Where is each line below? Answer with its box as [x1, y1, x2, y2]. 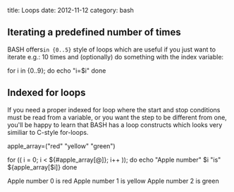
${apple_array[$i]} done [7, 162, 78, 172]
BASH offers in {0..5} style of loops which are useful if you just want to [7, 45, 216, 54]
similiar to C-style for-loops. [7, 128, 89, 136]
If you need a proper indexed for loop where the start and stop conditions [7, 105, 221, 114]
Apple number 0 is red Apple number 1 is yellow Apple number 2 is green [7, 176, 220, 185]
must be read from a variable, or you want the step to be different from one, [7, 113, 227, 121]
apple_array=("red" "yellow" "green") [7, 141, 116, 150]
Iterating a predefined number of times [7, 26, 181, 38]
